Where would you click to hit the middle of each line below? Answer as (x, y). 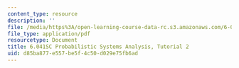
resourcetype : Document (43, 40)
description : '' (31, 21)
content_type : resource (43, 14)
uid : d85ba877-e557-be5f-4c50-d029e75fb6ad (73, 54)
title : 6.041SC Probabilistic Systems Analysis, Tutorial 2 (99, 47)
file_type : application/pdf (49, 34)
